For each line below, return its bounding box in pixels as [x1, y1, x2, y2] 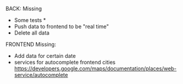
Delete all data [14, 29, 50, 36]
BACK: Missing [5, 5, 42, 12]
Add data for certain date [14, 52, 76, 59]
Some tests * [14, 17, 46, 23]
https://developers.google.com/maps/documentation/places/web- [14, 65, 177, 72]
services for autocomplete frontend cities [14, 59, 116, 66]
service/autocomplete [14, 71, 68, 78]
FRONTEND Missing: [5, 41, 56, 48]
